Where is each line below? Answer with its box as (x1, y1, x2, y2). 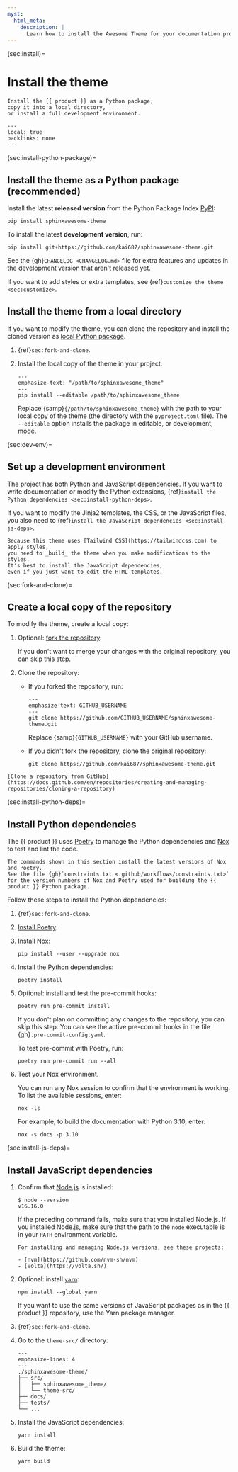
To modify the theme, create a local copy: (7, 620, 129, 628)
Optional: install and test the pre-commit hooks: (17, 989, 157, 997)
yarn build (17, 1458, 50, 1465)
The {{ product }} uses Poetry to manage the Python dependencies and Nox (7, 837, 229, 846)
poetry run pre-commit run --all (17, 1058, 117, 1065)
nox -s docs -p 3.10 (17, 1131, 79, 1138)
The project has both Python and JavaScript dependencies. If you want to (7, 480, 223, 488)
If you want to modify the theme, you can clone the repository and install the (7, 324, 230, 333)
